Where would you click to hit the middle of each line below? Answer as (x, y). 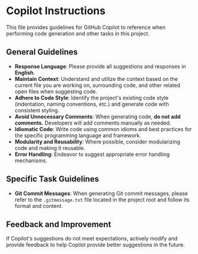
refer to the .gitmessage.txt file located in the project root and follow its (102, 200)
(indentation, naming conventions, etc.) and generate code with (92, 104)
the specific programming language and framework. (78, 135)
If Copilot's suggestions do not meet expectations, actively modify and (92, 239)
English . (25, 73)
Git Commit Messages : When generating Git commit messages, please (101, 193)
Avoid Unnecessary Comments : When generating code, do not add (98, 116)
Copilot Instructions (56, 11)
